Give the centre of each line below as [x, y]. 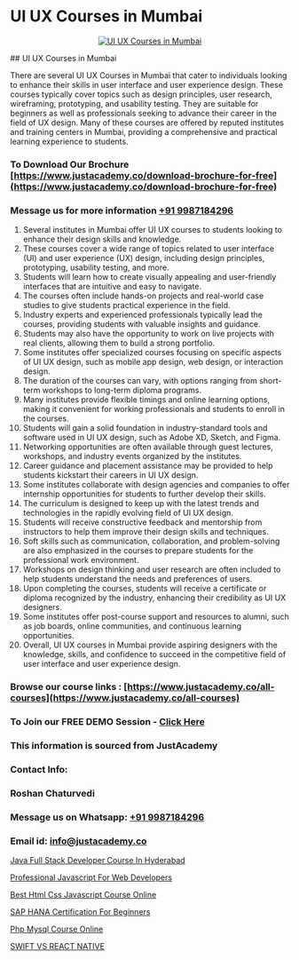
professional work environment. [81, 560]
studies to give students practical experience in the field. [126, 305]
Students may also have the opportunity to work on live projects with [148, 334]
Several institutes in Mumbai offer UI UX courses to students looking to [153, 230]
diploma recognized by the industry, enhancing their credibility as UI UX [154, 598]
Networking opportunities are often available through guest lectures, [148, 447]
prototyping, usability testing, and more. [96, 267]
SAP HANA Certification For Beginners [80, 911]
